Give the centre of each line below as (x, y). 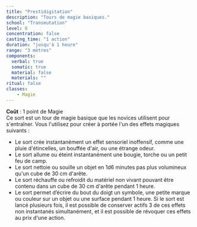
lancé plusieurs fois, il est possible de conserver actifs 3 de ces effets (100, 205)
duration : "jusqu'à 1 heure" (42, 45)
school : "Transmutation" (37, 23)
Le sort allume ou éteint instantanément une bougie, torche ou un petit (101, 155)
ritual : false (24, 84)
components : (21, 56)
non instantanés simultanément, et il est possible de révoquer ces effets (103, 211)
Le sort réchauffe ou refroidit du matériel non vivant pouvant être (94, 179)
